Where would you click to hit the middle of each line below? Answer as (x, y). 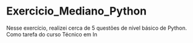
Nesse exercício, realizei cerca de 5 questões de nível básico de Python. (97, 28)
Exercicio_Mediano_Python (77, 11)
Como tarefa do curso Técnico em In (52, 34)
